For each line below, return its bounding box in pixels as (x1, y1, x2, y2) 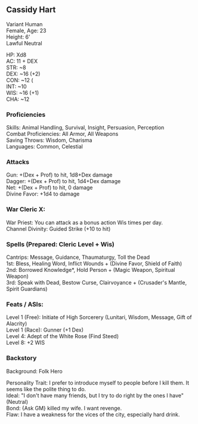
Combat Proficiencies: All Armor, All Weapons (6, 131, 119, 138)
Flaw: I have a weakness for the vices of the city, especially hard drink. (6, 411, 180, 418)
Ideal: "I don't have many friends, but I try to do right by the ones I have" (6, 392, 184, 399)
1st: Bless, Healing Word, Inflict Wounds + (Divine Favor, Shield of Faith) (6, 260, 182, 267)
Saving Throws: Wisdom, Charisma (6, 137, 92, 144)
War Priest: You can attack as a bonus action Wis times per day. (6, 219, 163, 226)
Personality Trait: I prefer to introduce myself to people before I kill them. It (6, 379, 190, 386)
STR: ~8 (6, 64, 26, 71)
